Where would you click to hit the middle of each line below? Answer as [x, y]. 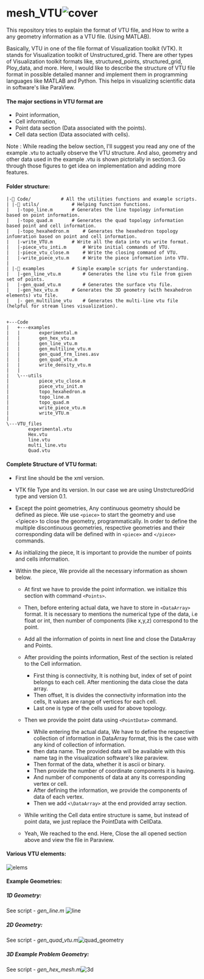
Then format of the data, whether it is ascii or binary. [99, 764]
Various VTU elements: [36, 854]
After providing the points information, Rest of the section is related [108, 657]
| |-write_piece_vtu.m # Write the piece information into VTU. [98, 258]
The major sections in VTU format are [55, 102]
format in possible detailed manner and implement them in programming [97, 74]
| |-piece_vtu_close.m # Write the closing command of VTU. [92, 253]
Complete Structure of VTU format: [52, 464]
